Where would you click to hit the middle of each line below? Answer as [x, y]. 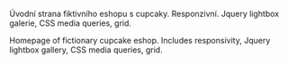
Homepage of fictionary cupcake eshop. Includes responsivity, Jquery [140, 40]
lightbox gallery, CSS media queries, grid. [86, 50]
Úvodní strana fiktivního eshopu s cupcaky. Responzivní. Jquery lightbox [144, 14]
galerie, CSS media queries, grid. [71, 23]
